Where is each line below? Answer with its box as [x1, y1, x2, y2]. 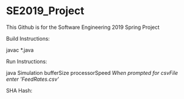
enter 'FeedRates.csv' [6, 75, 59, 82]
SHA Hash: [6, 87, 32, 94]
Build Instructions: [6, 35, 50, 42]
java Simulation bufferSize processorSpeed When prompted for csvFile [6, 69, 178, 76]
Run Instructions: [6, 58, 48, 65]
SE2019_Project [6, 4, 85, 18]
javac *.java [6, 46, 34, 54]
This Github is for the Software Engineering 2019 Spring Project [6, 24, 160, 31]
